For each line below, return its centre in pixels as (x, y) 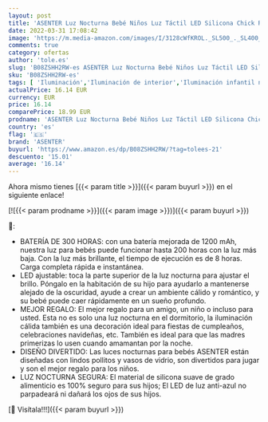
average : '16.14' (37, 164)
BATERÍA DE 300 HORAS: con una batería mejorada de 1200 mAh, (128, 242)
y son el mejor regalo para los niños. (79, 369)
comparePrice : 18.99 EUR (49, 112)
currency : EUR (32, 97)
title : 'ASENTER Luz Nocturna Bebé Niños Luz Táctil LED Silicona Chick (132, 23)
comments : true (33, 45)
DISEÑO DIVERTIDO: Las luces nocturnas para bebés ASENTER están (134, 352)
